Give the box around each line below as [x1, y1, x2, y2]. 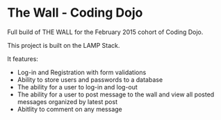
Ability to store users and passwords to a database [17, 75, 163, 84]
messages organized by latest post [17, 97, 118, 105]
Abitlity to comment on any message [17, 105, 123, 113]
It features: [7, 54, 38, 63]
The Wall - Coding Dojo [7, 5, 143, 21]
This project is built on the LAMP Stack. [7, 41, 120, 49]
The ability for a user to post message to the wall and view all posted [17, 90, 215, 98]
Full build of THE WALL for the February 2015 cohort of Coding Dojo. [7, 28, 204, 36]
